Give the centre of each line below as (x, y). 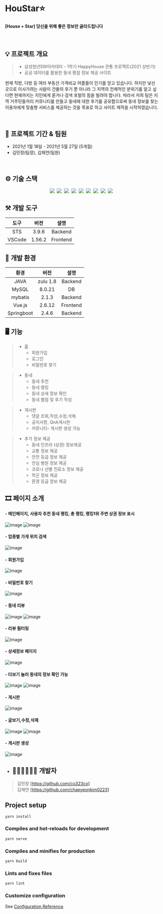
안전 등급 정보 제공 (49, 457)
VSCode (17, 240)
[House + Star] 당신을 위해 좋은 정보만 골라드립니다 (54, 26)
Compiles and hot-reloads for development (57, 829)
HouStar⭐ (25, 9)
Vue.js (20, 305)
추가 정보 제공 (37, 439)
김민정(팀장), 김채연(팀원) (36, 153)
